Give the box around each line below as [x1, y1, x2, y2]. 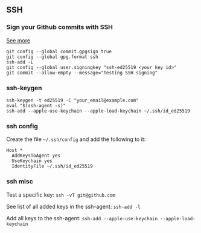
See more [6, 36, 31, 44]
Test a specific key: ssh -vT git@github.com [6, 191, 116, 199]
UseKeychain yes [11, 158, 53, 164]
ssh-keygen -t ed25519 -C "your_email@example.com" [6, 97, 139, 103]
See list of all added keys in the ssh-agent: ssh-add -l [6, 203, 141, 210]
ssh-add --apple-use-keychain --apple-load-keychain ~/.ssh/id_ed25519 [6, 108, 190, 114]
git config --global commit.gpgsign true [6, 48, 112, 54]
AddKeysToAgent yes [11, 153, 61, 159]
